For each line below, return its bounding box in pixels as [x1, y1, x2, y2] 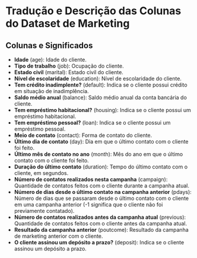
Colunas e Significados [5, 40, 93, 50]
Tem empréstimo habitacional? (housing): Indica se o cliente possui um [14, 107, 191, 113]
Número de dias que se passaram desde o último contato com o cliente [14, 195, 189, 202]
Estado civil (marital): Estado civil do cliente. [14, 69, 124, 75]
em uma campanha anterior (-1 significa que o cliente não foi [14, 201, 163, 208]
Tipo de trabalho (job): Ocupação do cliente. [14, 62, 124, 69]
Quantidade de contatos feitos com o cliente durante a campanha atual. [14, 182, 189, 189]
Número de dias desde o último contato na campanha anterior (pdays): [14, 189, 192, 195]
